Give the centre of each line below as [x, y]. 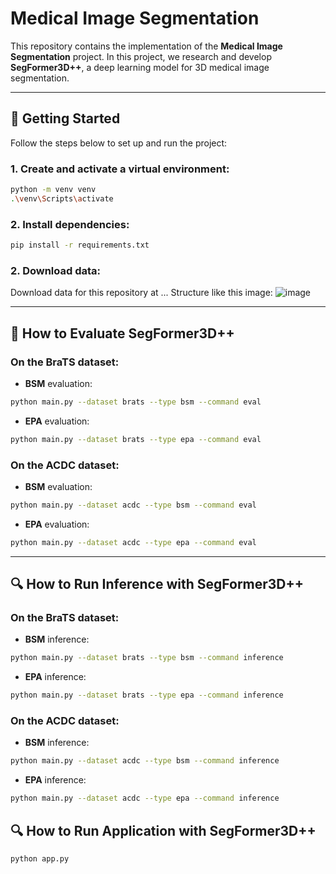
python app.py [40, 859]
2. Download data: [56, 270]
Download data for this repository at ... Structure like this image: [141, 293]
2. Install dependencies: [70, 224]
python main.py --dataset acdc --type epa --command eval [133, 542]
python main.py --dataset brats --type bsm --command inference [147, 658]
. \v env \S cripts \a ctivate [62, 198]
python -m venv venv [53, 190]
